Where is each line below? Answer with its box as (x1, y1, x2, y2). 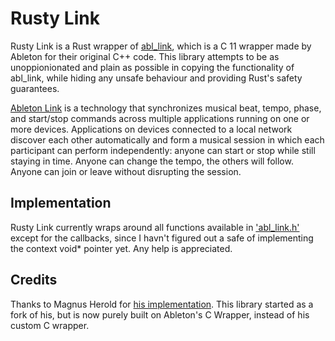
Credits (10, 272, 58, 289)
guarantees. (10, 82, 60, 94)
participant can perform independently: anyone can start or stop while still (10, 144, 316, 156)
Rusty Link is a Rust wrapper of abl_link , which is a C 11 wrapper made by (10, 40, 312, 52)
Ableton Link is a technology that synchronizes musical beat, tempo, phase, (10, 102, 322, 114)
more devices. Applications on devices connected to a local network (10, 123, 293, 135)
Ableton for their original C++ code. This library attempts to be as (10, 50, 280, 62)
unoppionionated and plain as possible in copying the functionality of (10, 61, 295, 73)
